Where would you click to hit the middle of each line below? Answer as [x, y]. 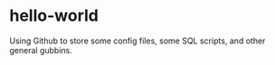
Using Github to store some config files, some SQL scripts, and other [137, 41]
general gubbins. [41, 50]
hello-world [54, 16]
